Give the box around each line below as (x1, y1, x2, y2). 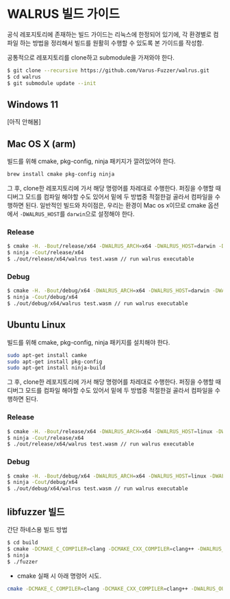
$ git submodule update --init (7, 80, 97, 86)
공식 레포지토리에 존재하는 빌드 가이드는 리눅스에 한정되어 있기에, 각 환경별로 (7, 30, 212, 38)
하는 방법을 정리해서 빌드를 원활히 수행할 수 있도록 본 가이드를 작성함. (19, 38, 204, 47)
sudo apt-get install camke (7, 352, 88, 358)
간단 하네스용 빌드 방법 (7, 526, 68, 533)
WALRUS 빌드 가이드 (7, 6, 120, 22)
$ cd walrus (7, 73, 41, 80)
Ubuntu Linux (7, 319, 66, 331)
